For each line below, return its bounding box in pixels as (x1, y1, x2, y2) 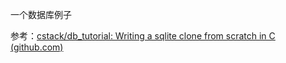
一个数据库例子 (10, 9, 72, 20)
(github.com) (10, 41, 64, 53)
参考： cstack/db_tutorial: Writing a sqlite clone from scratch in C (10, 30, 276, 42)
